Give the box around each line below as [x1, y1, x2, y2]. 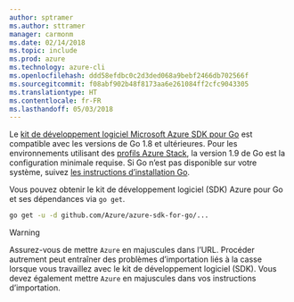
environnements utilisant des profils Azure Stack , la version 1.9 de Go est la [9, 148, 286, 159]
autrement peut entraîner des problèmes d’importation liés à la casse [9, 254, 263, 264]
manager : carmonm [9, 29, 74, 38]
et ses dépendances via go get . [9, 194, 126, 205]
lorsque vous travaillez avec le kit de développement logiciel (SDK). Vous [9, 264, 277, 274]
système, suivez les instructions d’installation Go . [9, 167, 190, 178]
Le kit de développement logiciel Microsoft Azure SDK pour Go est [9, 129, 253, 139]
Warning [9, 227, 40, 238]
